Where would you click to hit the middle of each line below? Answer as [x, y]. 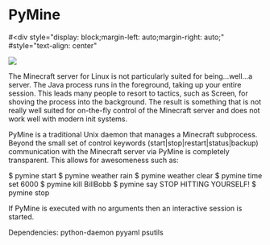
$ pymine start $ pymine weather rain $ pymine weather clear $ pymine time [135, 175]
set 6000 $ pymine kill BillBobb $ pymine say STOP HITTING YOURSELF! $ [132, 184]
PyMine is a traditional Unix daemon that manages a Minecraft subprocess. [133, 134]
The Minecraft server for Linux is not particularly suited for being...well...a [131, 76]
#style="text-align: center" [53, 45]
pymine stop [29, 192]
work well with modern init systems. [68, 119]
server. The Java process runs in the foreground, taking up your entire [125, 84]
